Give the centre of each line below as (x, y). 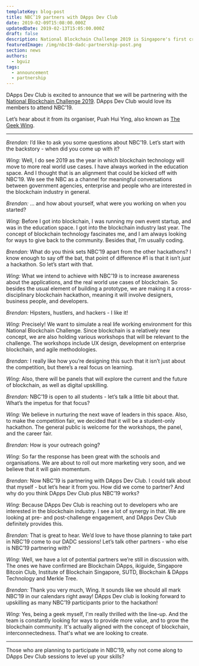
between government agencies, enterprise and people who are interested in (99, 186)
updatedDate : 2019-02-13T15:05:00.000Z (55, 28)
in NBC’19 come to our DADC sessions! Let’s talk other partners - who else (97, 542)
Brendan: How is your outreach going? (53, 445)
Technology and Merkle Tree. (42, 579)
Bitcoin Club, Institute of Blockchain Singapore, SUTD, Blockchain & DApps (97, 572)
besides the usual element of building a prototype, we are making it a (90, 288)
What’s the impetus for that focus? (48, 403)
